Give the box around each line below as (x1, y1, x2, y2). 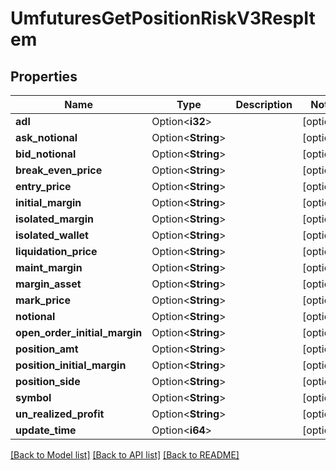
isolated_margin (15, 212, 94, 226)
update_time (15, 423, 77, 437)
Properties (10, 68, 78, 85)
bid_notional (15, 147, 77, 161)
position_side (15, 375, 81, 388)
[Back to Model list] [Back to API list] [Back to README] (10, 449, 240, 461)
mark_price (15, 293, 72, 307)
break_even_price (15, 163, 103, 177)
